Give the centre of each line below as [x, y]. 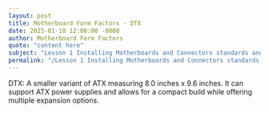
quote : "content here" [46, 46]
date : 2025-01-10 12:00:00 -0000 [64, 30]
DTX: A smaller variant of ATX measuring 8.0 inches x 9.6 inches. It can [126, 83]
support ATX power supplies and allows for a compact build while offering [130, 91]
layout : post [30, 16]
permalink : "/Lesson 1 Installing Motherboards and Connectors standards [134, 61]
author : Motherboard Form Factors [66, 38]
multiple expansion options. [54, 100]
